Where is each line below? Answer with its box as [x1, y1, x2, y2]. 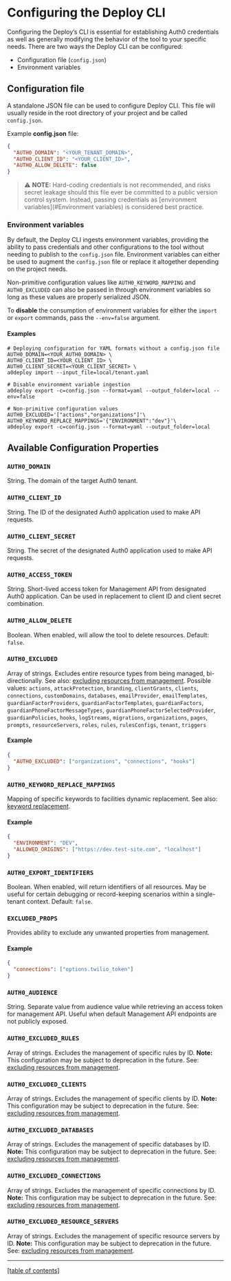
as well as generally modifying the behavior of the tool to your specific [7, 34, 207, 43]
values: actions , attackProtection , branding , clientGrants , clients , [7, 684, 199, 692]
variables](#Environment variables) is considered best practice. [23, 203, 204, 211]
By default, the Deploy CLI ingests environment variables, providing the [7, 236, 209, 244]
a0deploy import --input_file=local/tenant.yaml [7, 369, 149, 376]
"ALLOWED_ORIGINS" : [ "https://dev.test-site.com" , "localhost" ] [13, 846, 201, 853]
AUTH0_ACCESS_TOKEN [7, 570, 72, 579]
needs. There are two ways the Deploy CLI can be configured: [7, 42, 184, 50]
